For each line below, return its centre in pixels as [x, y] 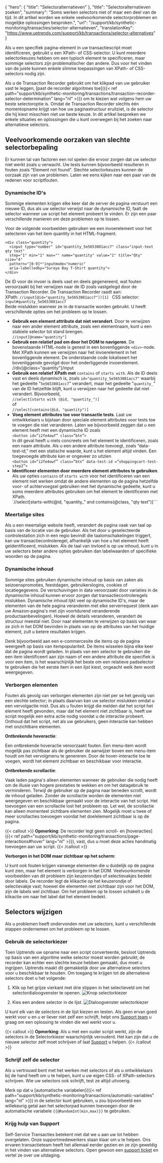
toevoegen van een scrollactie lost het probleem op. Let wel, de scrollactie [80, 806]
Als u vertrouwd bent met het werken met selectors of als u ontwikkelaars [79, 1070]
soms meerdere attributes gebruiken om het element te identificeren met [85, 492]
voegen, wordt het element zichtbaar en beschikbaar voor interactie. [74, 761]
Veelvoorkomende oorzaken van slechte [68, 140]
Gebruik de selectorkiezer [36, 941]
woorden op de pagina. [28, 556]
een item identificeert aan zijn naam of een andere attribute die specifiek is [80, 656]
